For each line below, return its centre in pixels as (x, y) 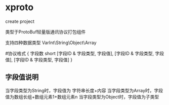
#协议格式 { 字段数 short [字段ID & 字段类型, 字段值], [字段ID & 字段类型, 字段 (85, 53)
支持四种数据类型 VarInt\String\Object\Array (51, 43)
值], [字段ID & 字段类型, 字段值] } (39, 59)
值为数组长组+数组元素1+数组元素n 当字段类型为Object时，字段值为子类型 (82, 97)
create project (20, 21)
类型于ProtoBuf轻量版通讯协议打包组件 (46, 31)
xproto (19, 7)
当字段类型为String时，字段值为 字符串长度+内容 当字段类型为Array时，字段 (84, 90)
